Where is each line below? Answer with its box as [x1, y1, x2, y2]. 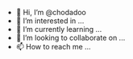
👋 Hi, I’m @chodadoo [15, 8, 86, 17]
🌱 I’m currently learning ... [15, 25, 102, 33]
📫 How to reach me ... [15, 42, 91, 51]
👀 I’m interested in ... [15, 16, 85, 26]
